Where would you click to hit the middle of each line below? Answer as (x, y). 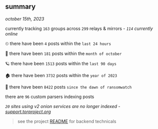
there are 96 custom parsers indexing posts (50, 96)
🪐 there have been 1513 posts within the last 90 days (61, 63)
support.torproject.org (28, 111)
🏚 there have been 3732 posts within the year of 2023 (61, 75)
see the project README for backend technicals (67, 121)
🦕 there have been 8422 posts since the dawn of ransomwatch (68, 87)
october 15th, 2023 (25, 18)
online (11, 33)
